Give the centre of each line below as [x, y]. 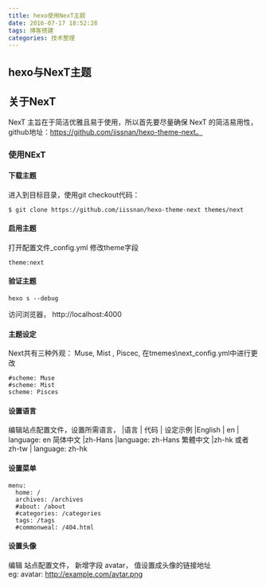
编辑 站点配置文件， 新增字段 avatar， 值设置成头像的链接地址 [110, 565]
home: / [28, 492]
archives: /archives [49, 499]
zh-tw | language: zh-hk [48, 449]
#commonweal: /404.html [55, 527]
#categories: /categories [59, 513]
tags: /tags [35, 520]
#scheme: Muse [32, 378]
